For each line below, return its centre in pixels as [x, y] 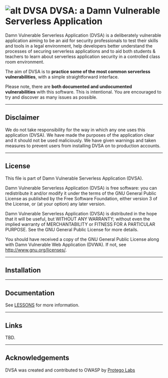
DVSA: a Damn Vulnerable [105, 11]
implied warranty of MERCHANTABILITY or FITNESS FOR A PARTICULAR [80, 224]
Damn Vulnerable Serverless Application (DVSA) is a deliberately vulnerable [83, 35]
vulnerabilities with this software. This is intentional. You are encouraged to [83, 92]
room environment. [25, 62]
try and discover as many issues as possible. [51, 97]
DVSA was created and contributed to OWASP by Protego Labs [70, 370]
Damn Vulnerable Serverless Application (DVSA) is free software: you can [81, 188]
